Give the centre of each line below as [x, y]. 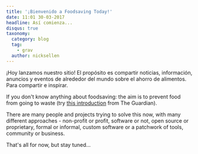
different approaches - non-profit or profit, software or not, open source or [98, 121]
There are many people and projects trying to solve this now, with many [93, 114]
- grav [25, 50]
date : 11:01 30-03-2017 [36, 17]
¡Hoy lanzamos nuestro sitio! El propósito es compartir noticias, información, [99, 72]
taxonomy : [18, 34]
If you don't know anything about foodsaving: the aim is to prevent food [93, 97]
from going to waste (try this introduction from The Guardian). [82, 103]
